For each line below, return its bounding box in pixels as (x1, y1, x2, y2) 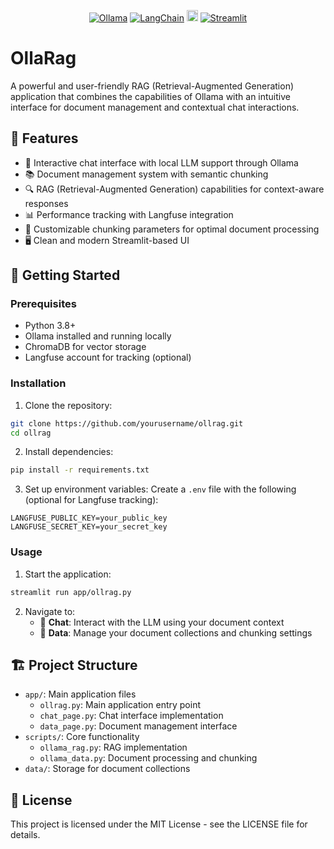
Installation (10, 376, 67, 390)
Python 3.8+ (24, 320, 77, 332)
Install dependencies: (24, 446, 114, 458)
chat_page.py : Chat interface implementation (39, 710, 224, 722)
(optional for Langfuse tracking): (24, 494, 159, 506)
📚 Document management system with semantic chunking (24, 168, 269, 180)
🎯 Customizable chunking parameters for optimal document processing (24, 223, 320, 235)
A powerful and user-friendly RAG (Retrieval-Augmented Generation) (10, 80, 295, 92)
